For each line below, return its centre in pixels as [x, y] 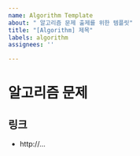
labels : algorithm [38, 37]
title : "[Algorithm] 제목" [51, 30]
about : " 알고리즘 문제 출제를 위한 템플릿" [71, 23]
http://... [32, 144]
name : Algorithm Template [50, 15]
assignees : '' [31, 45]
